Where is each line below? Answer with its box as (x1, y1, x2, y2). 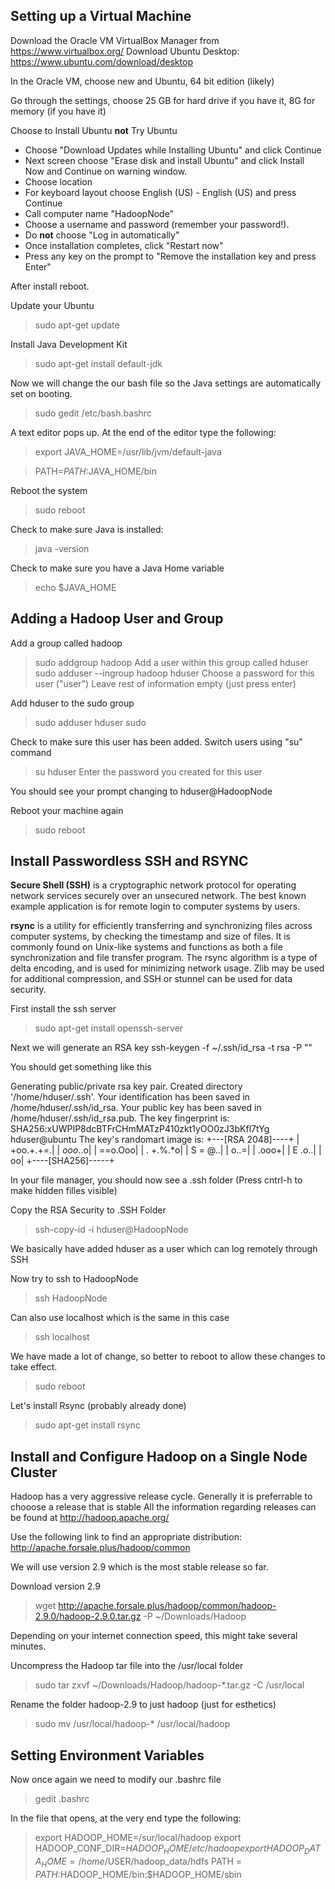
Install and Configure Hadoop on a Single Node (10, 1448, 308, 1465)
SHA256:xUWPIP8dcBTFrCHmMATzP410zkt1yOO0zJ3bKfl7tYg (10, 1123, 270, 1135)
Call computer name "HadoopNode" (24, 207, 175, 219)
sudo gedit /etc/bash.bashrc (34, 407, 152, 419)
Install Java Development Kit (10, 338, 128, 350)
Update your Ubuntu (10, 299, 95, 311)
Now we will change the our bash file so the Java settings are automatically (10, 377, 322, 389)
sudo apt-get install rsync (34, 1419, 141, 1431)
